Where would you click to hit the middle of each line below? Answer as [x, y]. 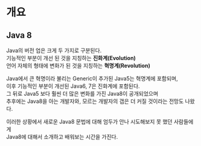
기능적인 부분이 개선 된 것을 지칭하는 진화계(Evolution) [71, 58]
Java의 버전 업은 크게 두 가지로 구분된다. [54, 50]
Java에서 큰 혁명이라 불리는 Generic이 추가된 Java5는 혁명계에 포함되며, [92, 78]
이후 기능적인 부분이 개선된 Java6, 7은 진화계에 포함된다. [73, 86]
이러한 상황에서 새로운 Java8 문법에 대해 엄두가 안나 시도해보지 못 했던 [89, 121]
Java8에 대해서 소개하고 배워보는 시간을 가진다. [62, 137]
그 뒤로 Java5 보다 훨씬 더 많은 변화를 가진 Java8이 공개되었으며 [82, 94]
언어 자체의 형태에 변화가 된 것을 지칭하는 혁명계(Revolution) [78, 65]
